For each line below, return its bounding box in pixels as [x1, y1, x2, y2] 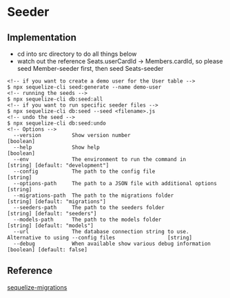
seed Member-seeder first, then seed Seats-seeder [17, 65, 164, 72]
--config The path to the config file [13, 168, 156, 175]
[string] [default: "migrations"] [7, 198, 107, 205]
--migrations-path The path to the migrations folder [13, 192, 174, 199]
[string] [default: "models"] [7, 222, 94, 229]
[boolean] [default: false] [7, 246, 88, 253]
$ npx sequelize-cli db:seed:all [7, 96, 103, 103]
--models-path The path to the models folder [13, 216, 162, 223]
